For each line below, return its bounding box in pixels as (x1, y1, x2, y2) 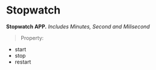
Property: (20, 34, 44, 41)
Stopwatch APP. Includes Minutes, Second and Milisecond (6, 23, 150, 30)
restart (14, 58, 31, 65)
